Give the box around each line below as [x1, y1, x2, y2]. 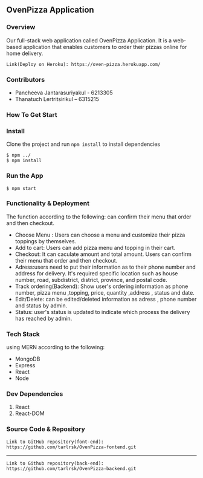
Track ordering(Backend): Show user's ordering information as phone [14, 283, 188, 290]
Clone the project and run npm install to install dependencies [6, 140, 161, 148]
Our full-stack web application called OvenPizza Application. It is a [6, 36, 172, 44]
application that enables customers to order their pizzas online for [23, 43, 187, 50]
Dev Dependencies [6, 390, 63, 398]
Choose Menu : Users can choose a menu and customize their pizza [14, 231, 185, 238]
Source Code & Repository [6, 425, 86, 433]
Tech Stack [6, 330, 40, 338]
